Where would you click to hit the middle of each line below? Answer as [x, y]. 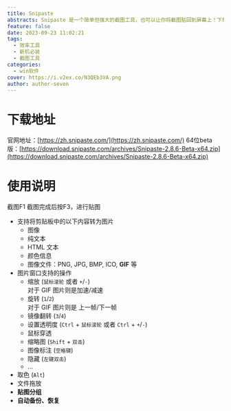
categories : [24, 65]
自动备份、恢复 [38, 401]
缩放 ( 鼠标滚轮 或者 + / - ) [59, 282]
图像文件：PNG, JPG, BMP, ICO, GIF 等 [82, 265]
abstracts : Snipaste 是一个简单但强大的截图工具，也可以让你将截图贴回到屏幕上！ [112, 20]
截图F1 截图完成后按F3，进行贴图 [54, 207]
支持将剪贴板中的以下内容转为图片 [65, 221]
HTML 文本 [43, 247]
